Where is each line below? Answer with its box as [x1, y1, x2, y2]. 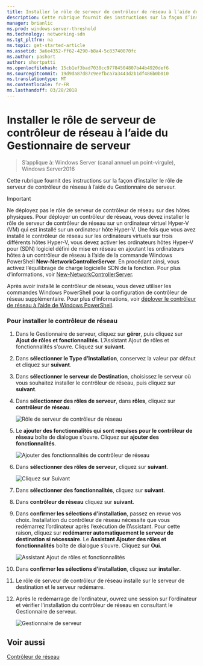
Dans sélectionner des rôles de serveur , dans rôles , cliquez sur [15, 397, 176, 404]
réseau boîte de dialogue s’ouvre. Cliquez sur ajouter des [15, 433, 159, 441]
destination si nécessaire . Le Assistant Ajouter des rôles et [15, 536, 167, 543]
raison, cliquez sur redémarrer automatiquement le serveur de [15, 529, 174, 536]
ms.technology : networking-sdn [7, 31, 86, 37]
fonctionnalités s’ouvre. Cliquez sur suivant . [15, 343, 125, 350]
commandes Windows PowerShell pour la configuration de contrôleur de [7, 289, 187, 296]
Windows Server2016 [21, 165, 75, 172]
